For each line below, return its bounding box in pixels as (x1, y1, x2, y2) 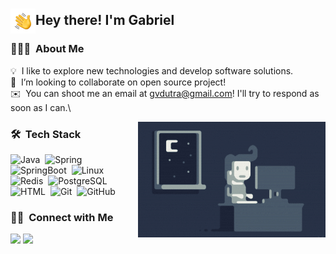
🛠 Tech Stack (10, 127, 82, 141)
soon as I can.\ (10, 101, 72, 113)
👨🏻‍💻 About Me (10, 42, 85, 56)
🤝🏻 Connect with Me (10, 210, 114, 224)
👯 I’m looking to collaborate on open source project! (10, 76, 227, 88)
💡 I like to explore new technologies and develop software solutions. (10, 64, 294, 77)
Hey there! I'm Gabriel (35, 12, 175, 29)
